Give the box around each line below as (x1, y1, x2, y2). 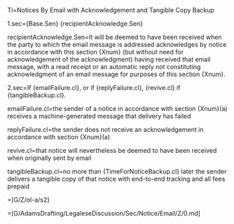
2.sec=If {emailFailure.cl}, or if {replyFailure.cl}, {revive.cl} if (7, 84, 181, 91)
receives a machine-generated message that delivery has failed (7, 112, 191, 120)
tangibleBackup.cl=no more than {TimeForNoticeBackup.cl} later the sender (7, 167, 227, 175)
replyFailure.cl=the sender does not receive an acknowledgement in (7, 126, 204, 133)
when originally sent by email (7, 154, 92, 162)
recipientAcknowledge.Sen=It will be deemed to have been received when (7, 33, 222, 41)
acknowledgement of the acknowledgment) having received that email (7, 55, 211, 64)
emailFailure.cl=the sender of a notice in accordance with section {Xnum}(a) (7, 105, 228, 112)
